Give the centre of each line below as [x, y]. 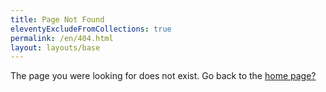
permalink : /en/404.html [62, 38]
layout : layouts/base [55, 47]
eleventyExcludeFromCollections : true [91, 29]
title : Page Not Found [57, 19]
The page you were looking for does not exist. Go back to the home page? [163, 76]
